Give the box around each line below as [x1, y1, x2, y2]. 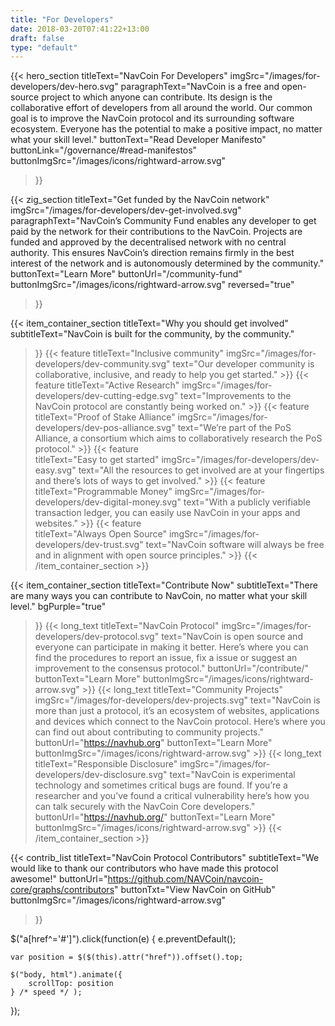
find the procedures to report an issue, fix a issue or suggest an [34, 652, 298, 664]
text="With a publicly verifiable [183, 496, 311, 508]
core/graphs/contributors [10, 884, 115, 896]
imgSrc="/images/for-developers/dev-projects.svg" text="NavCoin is [34, 694, 321, 706]
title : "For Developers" [10, 14, 114, 25]
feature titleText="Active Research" [34, 379, 180, 391]
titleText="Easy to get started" [34, 454, 160, 466]
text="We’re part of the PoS [177, 422, 292, 434]
